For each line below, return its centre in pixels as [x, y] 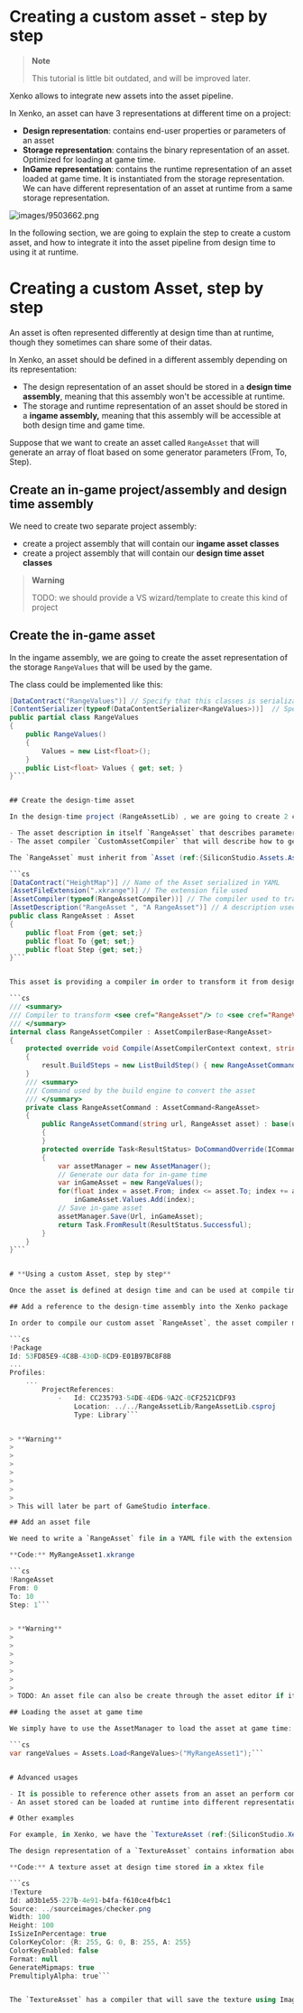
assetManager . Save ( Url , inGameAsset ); [130, 1216]
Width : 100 [30, 1917]
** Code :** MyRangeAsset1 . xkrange [72, 1555]
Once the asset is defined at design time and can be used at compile [145, 1291]
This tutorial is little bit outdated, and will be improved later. [141, 78]
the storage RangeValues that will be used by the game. [111, 667]
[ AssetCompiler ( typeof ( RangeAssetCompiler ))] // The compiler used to [145, 900]
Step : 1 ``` [30, 1605]
